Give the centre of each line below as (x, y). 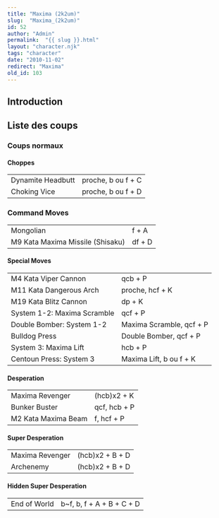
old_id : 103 (25, 73)
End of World (32, 504)
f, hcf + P (109, 419)
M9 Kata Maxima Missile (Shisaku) (68, 242)
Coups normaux (35, 146)
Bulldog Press (34, 336)
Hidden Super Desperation (47, 485)
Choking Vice (33, 192)
